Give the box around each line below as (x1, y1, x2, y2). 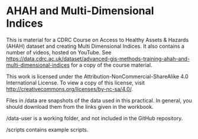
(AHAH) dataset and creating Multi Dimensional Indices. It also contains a (6, 43, 185, 50)
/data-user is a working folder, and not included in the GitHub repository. (6, 114, 183, 122)
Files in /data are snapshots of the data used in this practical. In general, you (6, 96, 192, 104)
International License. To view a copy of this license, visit (6, 79, 145, 86)
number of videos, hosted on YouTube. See (6, 49, 112, 56)
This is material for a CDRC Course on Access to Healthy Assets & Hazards (6, 36, 189, 43)
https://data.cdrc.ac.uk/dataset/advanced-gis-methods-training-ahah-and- (6, 55, 190, 62)
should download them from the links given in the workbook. (6, 103, 154, 110)
